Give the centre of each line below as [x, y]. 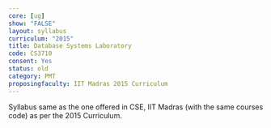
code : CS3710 [30, 53]
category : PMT [32, 76]
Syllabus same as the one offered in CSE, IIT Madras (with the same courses [136, 107]
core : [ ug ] [27, 16]
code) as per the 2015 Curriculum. [66, 115]
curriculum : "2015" [41, 38]
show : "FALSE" [32, 23]
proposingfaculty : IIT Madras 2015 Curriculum [88, 83]
